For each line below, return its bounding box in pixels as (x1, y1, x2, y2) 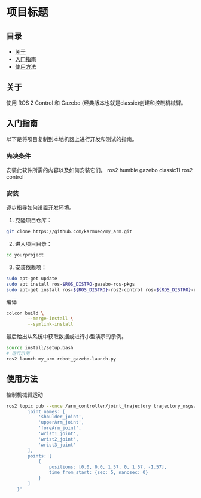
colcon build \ (6, 310, 44, 316)
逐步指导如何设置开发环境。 (6, 204, 75, 211)
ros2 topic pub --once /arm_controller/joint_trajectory (6, 403, 151, 409)
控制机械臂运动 (6, 391, 43, 398)
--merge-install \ (28, 316, 74, 322)
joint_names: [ (28, 408, 66, 414)
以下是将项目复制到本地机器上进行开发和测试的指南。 (6, 135, 138, 142)
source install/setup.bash (6, 345, 74, 351)
